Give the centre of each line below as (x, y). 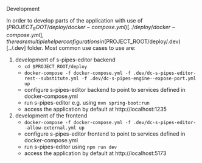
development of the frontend (51, 116)
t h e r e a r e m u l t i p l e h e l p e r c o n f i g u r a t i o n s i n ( (56, 41)
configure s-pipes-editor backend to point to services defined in (105, 89)
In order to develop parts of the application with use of (75, 20)
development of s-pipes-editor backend (65, 60)
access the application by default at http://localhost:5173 (95, 153)
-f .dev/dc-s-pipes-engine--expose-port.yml (139, 78)
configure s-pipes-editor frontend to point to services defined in (105, 134)
